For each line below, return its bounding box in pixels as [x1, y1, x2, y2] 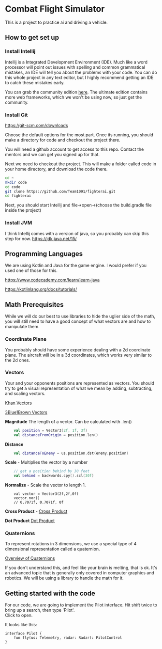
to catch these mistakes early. [5, 79, 65, 85]
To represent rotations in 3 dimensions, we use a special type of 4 [5, 541, 137, 547]
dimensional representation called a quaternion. [5, 546, 100, 552]
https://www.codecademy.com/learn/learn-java [5, 277, 100, 283]
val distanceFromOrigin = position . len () [14, 432, 98, 437]
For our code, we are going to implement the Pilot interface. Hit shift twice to [5, 602, 157, 608]
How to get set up [5, 33, 59, 42]
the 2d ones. [5, 357, 30, 363]
